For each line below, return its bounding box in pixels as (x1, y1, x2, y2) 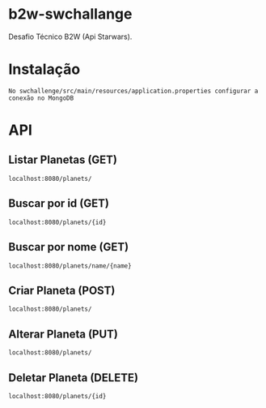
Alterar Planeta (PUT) (8, 327, 119, 341)
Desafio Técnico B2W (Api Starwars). (8, 32, 133, 41)
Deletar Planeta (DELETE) (8, 371, 139, 384)
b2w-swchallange (8, 5, 133, 24)
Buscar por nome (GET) (8, 240, 129, 254)
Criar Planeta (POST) (8, 283, 116, 297)
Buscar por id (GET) (8, 196, 109, 211)
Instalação (8, 60, 81, 79)
